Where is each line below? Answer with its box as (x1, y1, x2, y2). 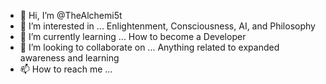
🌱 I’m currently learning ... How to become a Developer (19, 31, 247, 42)
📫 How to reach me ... (19, 63, 113, 75)
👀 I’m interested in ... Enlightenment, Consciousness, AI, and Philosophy (19, 20, 316, 32)
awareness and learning (19, 52, 120, 64)
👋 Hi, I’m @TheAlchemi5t (19, 10, 123, 21)
